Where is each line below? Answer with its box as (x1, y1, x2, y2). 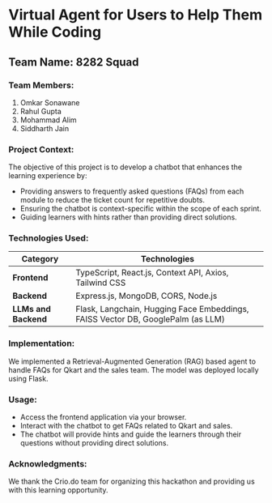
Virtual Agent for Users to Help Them (8, 6, 263, 24)
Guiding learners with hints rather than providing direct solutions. (19, 212, 237, 222)
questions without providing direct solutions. (19, 438, 168, 448)
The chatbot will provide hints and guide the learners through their (19, 429, 242, 439)
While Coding (8, 23, 102, 41)
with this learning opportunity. (8, 485, 108, 495)
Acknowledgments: (8, 458, 87, 469)
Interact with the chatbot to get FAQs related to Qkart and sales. (19, 421, 233, 431)
